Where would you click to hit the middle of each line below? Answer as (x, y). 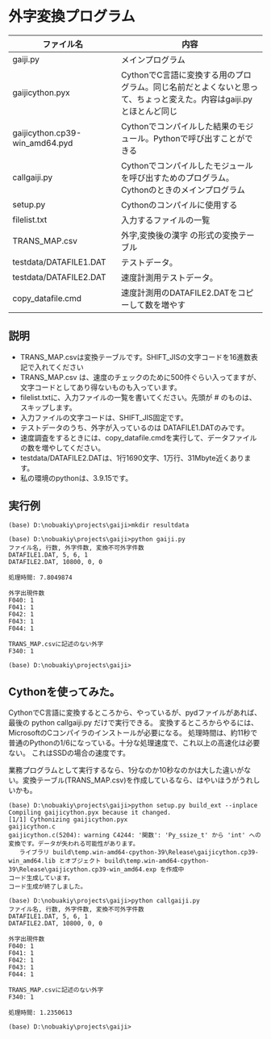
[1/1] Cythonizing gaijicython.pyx (68, 820)
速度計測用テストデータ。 (169, 277)
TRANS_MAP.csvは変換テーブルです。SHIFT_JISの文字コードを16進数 (135, 357)
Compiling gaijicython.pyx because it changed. (90, 813)
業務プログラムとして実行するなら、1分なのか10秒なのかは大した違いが (126, 770)
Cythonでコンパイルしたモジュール (187, 165)
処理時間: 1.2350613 (40, 1013)
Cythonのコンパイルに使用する (179, 205)
